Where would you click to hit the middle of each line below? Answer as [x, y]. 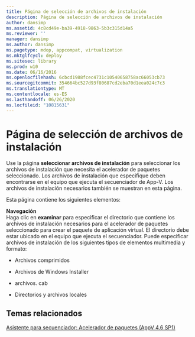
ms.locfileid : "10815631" [38, 105]
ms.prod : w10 [22, 67]
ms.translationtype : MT [35, 89]
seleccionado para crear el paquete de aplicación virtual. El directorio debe [97, 230]
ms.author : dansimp [30, 45]
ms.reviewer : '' [26, 34]
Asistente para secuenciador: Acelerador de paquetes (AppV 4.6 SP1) [91, 328]
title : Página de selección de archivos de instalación [76, 12]
